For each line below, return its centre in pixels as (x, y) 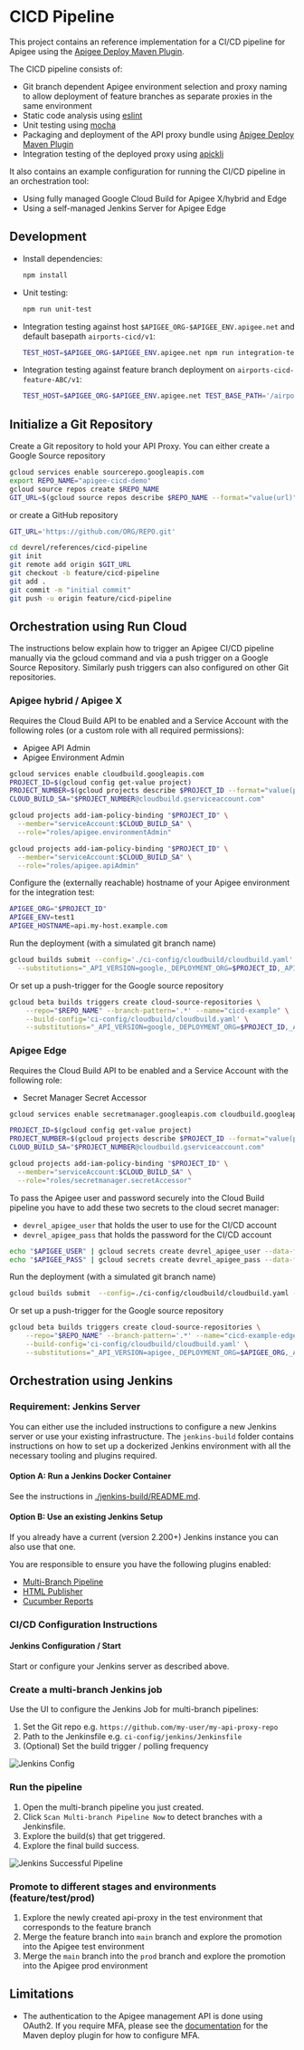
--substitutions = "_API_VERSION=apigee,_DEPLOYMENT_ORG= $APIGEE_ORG (155, 1352)
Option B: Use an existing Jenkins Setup (86, 1517)
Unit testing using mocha (69, 125)
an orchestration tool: (49, 181)
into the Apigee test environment (83, 1946)
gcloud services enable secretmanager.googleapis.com (113, 1114)
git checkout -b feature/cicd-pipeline (85, 573)
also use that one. (43, 1546)
